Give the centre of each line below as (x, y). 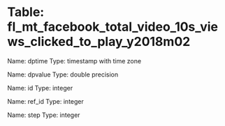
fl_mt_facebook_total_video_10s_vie (113, 27)
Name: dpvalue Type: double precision (63, 74)
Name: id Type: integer (40, 88)
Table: (26, 12)
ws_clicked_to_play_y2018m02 (99, 42)
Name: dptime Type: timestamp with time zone (74, 61)
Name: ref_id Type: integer (45, 101)
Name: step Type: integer (44, 115)
